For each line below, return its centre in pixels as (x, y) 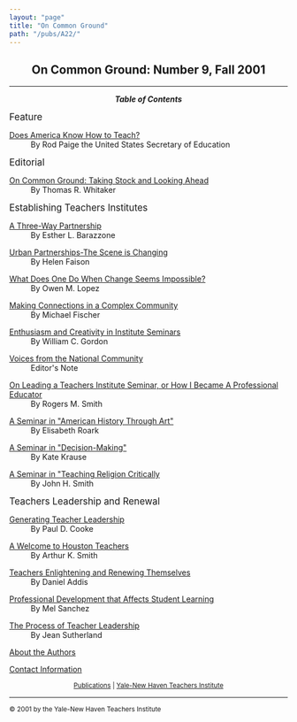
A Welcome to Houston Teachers (69, 546)
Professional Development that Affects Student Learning (112, 599)
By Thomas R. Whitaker (73, 190)
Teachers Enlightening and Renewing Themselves (100, 572)
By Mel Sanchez (60, 609)
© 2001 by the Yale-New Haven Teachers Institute (85, 710)
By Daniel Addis (59, 582)
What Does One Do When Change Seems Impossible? (107, 279)
